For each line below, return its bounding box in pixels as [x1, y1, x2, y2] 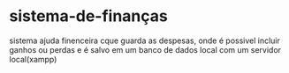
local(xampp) [9, 54, 57, 64]
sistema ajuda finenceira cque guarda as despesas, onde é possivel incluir [9, 35, 281, 46]
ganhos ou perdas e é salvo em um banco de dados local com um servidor [9, 44, 281, 55]
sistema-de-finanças [9, 6, 168, 26]
